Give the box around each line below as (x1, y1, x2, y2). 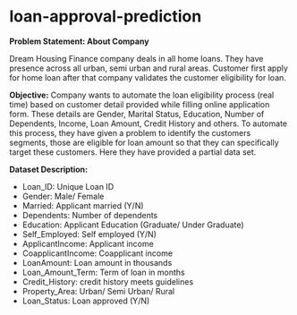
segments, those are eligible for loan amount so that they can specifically (9, 137, 279, 148)
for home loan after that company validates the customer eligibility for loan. (9, 72, 286, 82)
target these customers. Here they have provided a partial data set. (9, 146, 257, 157)
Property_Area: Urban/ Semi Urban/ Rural (21, 285, 175, 296)
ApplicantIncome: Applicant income (21, 238, 154, 249)
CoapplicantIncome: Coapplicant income (21, 248, 173, 259)
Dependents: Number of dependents (21, 209, 158, 220)
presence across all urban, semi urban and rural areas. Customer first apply (9, 63, 289, 73)
